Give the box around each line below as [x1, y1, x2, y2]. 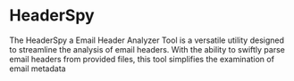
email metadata [9, 63, 66, 74]
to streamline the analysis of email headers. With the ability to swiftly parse [9, 44, 286, 54]
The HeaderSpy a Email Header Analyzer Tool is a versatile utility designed [9, 35, 284, 45]
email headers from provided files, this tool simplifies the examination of [9, 53, 275, 64]
